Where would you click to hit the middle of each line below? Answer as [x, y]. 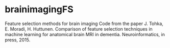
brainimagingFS [39, 9]
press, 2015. [18, 40]
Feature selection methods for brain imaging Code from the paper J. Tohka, [84, 23]
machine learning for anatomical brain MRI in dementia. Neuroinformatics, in [85, 34]
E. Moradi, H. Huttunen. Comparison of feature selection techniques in [79, 29]
